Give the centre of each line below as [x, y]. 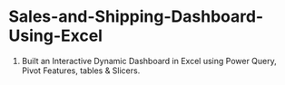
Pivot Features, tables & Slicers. [81, 71]
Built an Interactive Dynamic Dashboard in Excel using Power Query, [149, 61]
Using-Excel [56, 36]
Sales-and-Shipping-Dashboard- [136, 17]
